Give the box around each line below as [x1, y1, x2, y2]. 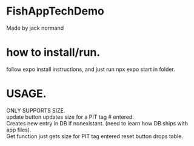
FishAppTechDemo [6, 4, 104, 18]
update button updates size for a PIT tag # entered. [6, 113, 135, 121]
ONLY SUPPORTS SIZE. [6, 107, 65, 114]
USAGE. [6, 87, 47, 101]
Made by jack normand [6, 24, 64, 32]
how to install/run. [6, 45, 101, 59]
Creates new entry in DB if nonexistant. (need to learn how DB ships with [6, 119, 189, 127]
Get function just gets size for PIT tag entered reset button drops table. [6, 132, 184, 140]
